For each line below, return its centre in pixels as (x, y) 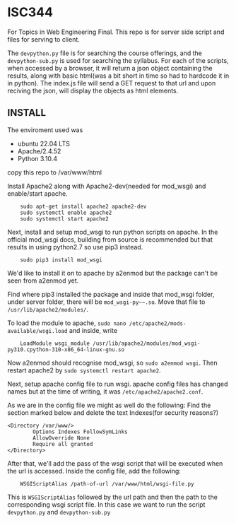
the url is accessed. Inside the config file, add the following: (94, 471)
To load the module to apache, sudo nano (67, 323)
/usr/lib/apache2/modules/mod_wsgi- (147, 343)
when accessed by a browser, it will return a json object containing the (110, 68)
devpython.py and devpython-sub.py (59, 512)
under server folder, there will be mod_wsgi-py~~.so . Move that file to (106, 302)
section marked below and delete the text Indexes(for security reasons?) (113, 412)
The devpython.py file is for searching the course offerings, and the (105, 53)
